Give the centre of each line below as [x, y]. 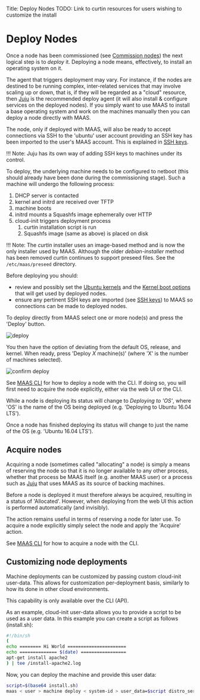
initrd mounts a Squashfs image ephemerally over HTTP [83, 214]
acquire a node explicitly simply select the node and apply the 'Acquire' [94, 525]
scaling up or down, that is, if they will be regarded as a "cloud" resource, [96, 92]
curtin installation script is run [60, 227]
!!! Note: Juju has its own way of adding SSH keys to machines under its [94, 153]
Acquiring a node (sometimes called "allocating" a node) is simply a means [98, 464]
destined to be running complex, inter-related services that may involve [94, 86]
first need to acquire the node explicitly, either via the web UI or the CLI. [94, 389]
